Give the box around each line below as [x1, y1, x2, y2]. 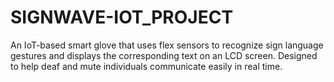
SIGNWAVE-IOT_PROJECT [10, 6, 234, 29]
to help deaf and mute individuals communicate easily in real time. [10, 60, 283, 72]
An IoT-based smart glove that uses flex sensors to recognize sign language [10, 39, 324, 51]
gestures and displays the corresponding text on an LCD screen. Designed [10, 49, 318, 61]
